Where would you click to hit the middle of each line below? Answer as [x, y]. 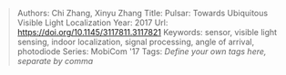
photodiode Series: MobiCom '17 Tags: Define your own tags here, [142, 52]
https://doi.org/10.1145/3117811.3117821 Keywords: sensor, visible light [147, 32]
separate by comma [55, 61]
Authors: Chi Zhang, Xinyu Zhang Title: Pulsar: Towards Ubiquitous [143, 13]
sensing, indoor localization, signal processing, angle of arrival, [136, 42]
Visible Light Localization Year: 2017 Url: [92, 23]
